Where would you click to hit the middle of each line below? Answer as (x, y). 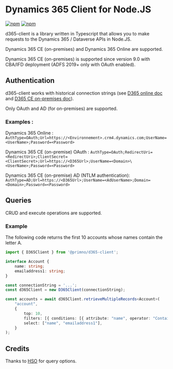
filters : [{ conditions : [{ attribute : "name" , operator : (87, 318)
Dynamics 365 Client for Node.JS (78, 10)
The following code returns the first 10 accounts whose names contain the (84, 237)
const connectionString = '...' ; (41, 285)
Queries (19, 201)
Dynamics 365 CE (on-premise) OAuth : (47, 152)
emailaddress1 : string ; (40, 271)
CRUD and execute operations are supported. (54, 213)
